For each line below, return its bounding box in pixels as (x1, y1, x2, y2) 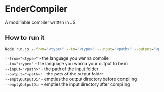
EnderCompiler (5, 3, 68, 15)
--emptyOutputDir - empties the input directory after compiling (5, 81, 130, 87)
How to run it (5, 34, 45, 42)
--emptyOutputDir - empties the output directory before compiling (5, 76, 137, 82)
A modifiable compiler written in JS (5, 19, 76, 25)
